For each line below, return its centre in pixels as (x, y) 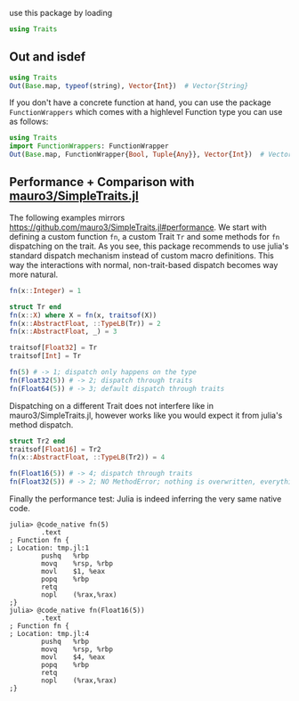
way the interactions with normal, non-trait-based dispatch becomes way (144, 265)
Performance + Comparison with (102, 182)
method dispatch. (41, 424)
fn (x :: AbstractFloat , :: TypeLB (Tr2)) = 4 (87, 458)
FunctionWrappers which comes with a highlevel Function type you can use (146, 112)
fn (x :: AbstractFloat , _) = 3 (63, 332)
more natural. (34, 274)
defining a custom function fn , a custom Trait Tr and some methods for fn (145, 236)
